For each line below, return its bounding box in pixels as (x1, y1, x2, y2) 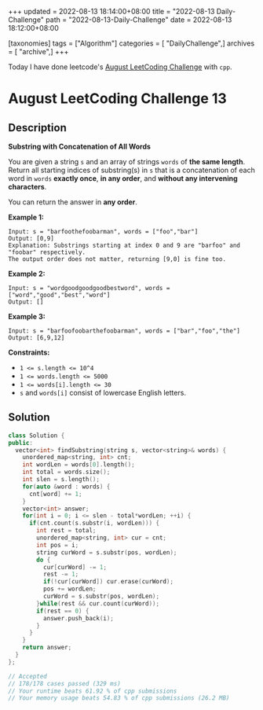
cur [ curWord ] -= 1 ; (42, 563, 108, 571)
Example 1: (8, 212, 45, 222)
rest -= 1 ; (42, 570, 79, 579)
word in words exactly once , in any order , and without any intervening (8, 174, 238, 183)
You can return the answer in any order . (8, 197, 137, 207)
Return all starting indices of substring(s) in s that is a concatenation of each (8, 165, 255, 175)
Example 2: (8, 269, 46, 278)
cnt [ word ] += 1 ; (28, 490, 82, 498)
